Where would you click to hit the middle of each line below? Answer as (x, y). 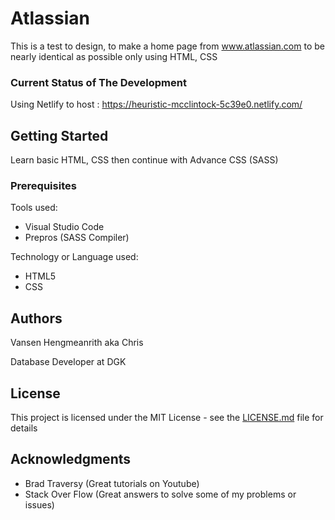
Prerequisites (43, 185)
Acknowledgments (71, 459)
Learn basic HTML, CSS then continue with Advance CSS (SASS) (144, 160)
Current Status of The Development (98, 82)
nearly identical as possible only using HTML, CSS (114, 56)
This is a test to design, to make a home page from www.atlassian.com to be (167, 46)
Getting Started (59, 135)
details (24, 428)
